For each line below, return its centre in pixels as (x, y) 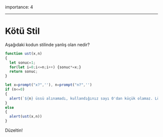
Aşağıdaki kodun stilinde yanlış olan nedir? (47, 44)
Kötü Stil (23, 31)
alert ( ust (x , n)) (26, 117)
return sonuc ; (24, 72)
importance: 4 (19, 7)
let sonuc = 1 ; (23, 63)
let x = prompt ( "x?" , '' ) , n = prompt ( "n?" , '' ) (49, 85)
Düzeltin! (14, 130)
